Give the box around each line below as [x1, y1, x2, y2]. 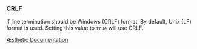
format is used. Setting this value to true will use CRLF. [6, 24, 144, 31]
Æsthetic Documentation [6, 36, 68, 44]
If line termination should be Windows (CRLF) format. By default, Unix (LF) [6, 18, 192, 25]
